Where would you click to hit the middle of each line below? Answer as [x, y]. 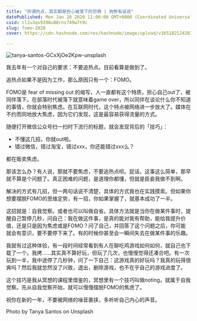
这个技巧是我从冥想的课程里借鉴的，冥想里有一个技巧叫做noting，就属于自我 [98, 280]
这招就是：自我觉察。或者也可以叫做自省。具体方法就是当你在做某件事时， [96, 211]
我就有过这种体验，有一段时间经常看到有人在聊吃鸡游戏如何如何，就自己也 [96, 246]
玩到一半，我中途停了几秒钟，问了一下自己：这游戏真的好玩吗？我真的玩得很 [98, 260]
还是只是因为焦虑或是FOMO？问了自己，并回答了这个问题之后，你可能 [101, 226]
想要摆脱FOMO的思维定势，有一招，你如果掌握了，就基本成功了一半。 [91, 199]
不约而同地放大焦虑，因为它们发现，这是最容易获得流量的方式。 [83, 114]
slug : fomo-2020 [26, 28]
